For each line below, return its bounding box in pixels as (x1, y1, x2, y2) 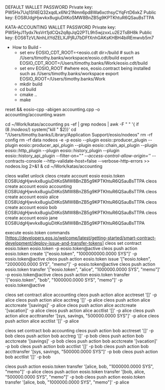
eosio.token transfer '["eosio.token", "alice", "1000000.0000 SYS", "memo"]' (5, 266, 161, 272)
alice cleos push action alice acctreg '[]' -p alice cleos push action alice (5, 297, 151, 303)
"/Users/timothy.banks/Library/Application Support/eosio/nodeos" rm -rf (5, 132, 153, 137)
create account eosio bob (5, 205, 58, 210)
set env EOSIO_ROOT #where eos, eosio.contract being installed (19, 65, 151, 71)
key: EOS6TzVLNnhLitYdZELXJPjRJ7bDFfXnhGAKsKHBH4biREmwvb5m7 (5, 35, 154, 41)
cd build (19, 87, 36, 92)
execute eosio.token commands (5, 230, 70, 235)
